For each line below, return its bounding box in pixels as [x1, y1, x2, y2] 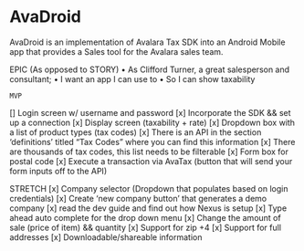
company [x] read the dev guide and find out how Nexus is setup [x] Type [9, 203, 288, 214]
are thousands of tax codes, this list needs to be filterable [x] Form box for [9, 146, 289, 157]
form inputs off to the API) [9, 165, 108, 176]
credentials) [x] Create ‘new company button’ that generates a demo [9, 193, 267, 204]
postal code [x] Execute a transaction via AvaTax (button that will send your [9, 155, 293, 166]
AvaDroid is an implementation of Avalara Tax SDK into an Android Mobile [9, 37, 286, 47]
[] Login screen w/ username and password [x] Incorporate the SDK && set [9, 107, 291, 118]
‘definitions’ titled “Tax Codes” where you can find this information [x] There [9, 136, 296, 147]
